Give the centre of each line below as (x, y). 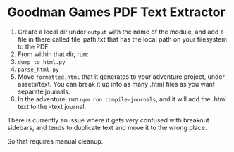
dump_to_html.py (41, 62)
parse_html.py (38, 70)
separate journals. (44, 91)
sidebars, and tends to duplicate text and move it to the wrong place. (107, 127)
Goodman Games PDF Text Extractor (116, 12)
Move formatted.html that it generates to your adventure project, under (121, 76)
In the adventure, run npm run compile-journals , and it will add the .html (122, 99)
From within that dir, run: (53, 54)
